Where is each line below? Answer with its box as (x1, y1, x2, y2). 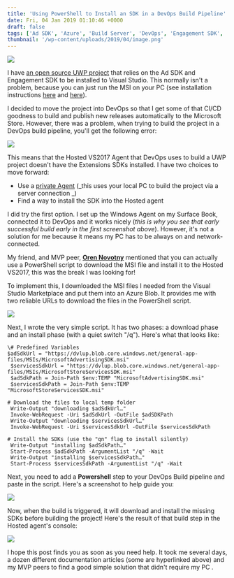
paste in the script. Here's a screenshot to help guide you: (7, 480, 175, 489)
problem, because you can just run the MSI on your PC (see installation (7, 83, 212, 92)
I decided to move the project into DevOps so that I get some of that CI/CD (7, 104, 222, 113)
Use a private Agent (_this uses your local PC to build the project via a (17, 182, 219, 190)
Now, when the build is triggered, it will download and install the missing (7, 507, 215, 515)
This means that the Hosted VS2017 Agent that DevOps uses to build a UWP (7, 153, 227, 161)
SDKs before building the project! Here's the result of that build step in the (7, 514, 221, 523)
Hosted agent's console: (7, 521, 78, 530)
